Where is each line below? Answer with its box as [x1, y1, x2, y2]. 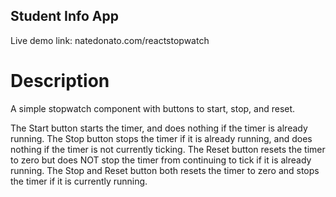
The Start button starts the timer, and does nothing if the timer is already [10, 122, 308, 134]
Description [10, 70, 110, 92]
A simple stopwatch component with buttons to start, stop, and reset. [10, 102, 296, 114]
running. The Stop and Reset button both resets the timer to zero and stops [10, 164, 320, 176]
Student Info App [10, 8, 119, 25]
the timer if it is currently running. [10, 175, 148, 187]
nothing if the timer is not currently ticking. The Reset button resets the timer [10, 143, 326, 155]
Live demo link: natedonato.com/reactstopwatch [10, 34, 210, 46]
